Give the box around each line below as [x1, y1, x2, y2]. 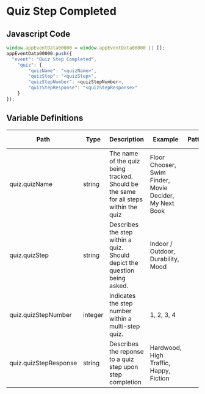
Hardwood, [149, 343, 182, 352]
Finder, [149, 176, 170, 184]
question [109, 266, 135, 275]
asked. [109, 281, 129, 290]
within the [109, 203, 138, 211]
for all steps [109, 195, 143, 203]
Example [153, 135, 179, 143]
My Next [149, 199, 174, 207]
